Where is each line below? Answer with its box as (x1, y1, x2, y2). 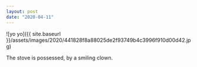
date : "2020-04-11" (6, 14, 54, 20)
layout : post (6, 8, 38, 15)
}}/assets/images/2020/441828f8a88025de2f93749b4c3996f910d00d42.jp (6, 36, 191, 43)
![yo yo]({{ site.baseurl (6, 30, 61, 37)
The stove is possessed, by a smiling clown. (6, 54, 113, 61)
